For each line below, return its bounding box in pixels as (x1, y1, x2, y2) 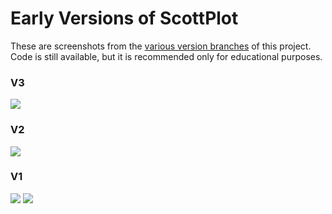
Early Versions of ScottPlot (10, 7, 239, 30)
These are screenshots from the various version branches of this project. (10, 40, 312, 52)
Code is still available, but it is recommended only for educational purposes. (10, 50, 323, 62)
